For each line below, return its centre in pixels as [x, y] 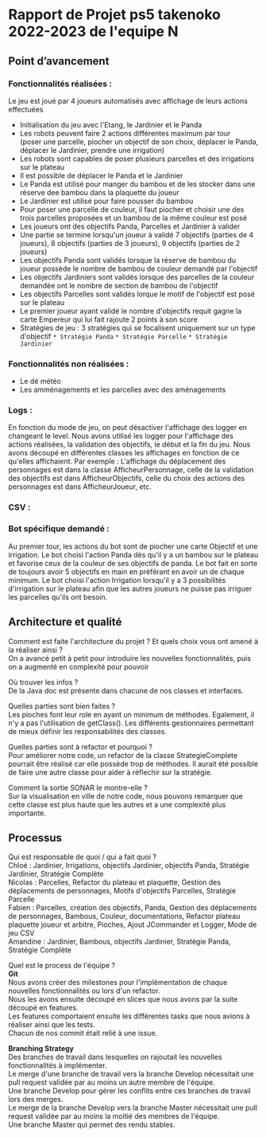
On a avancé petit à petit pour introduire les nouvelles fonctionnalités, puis [130, 658]
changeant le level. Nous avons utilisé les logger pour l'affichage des [121, 436]
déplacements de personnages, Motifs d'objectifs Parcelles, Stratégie [122, 891]
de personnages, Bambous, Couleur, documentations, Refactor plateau [124, 916]
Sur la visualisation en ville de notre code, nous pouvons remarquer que [126, 796]
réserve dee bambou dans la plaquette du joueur [100, 192]
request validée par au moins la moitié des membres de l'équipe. [114, 1116]
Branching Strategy [41, 1049]
